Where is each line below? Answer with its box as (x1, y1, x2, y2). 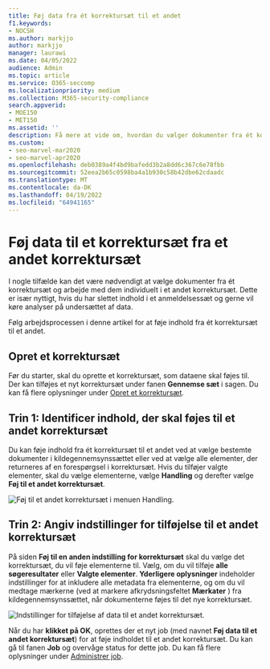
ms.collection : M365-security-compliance (8, 94, 149, 102)
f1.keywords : (8, 19, 52, 27)
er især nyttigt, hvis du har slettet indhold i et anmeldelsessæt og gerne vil (8, 294, 255, 304)
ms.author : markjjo (8, 34, 74, 43)
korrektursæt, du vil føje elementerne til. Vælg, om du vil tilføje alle (8, 560, 229, 570)
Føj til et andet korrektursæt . (8, 479, 106, 489)
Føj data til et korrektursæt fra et (8, 233, 228, 251)
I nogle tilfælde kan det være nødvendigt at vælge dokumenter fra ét (8, 276, 235, 286)
